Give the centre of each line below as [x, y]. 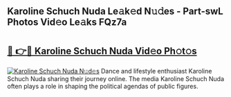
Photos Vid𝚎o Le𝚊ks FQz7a [67, 23]
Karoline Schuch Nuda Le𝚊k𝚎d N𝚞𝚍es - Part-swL [115, 11]
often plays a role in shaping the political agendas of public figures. [103, 86]
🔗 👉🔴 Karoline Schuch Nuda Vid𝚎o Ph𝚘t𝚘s [102, 51]
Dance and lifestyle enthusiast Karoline [157, 71]
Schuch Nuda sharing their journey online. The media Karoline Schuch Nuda [116, 79]
